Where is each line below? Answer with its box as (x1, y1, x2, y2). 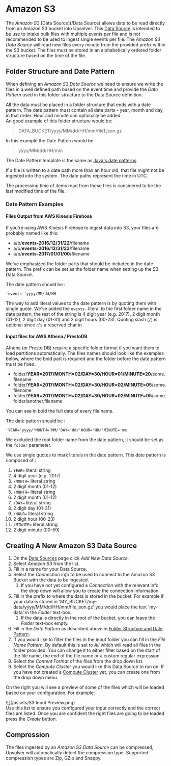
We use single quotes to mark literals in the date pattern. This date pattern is (6, 452, 166, 458)
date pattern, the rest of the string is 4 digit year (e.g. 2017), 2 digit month (6, 311, 160, 317)
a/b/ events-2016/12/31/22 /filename (13, 240, 90, 246)
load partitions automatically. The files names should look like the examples (6, 350, 164, 356)
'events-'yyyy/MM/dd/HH (6, 291, 56, 296)
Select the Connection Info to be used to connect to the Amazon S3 (13, 571, 155, 577)
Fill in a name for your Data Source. (13, 566, 88, 572)
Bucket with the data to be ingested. (13, 577, 90, 583)
